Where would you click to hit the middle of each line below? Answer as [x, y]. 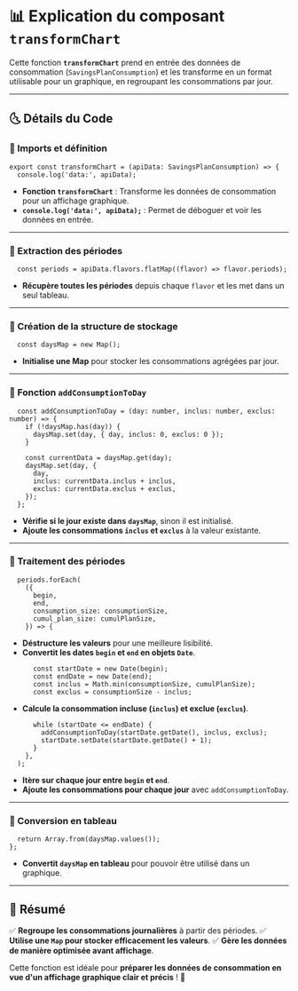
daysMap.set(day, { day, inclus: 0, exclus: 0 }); [128, 434]
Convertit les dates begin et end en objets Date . [109, 652]
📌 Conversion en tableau [63, 821]
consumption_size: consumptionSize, [100, 611]
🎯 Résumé [38, 909]
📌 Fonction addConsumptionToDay [78, 392]
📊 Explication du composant [117, 16]
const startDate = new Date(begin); [100, 669]
